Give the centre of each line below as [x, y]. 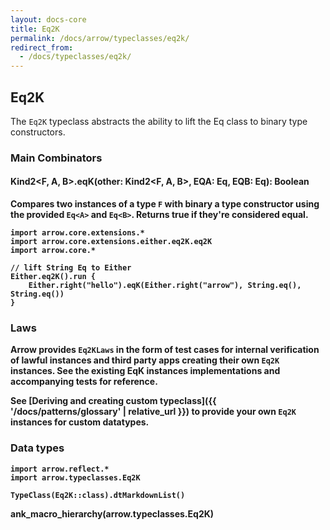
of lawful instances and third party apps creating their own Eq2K [145, 360]
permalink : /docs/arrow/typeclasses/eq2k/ [100, 38]
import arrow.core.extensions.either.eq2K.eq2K [111, 242]
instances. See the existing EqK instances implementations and [145, 371]
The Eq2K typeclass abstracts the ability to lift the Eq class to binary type [159, 121]
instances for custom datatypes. [80, 422]
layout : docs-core [48, 19]
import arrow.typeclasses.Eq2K [75, 477]
